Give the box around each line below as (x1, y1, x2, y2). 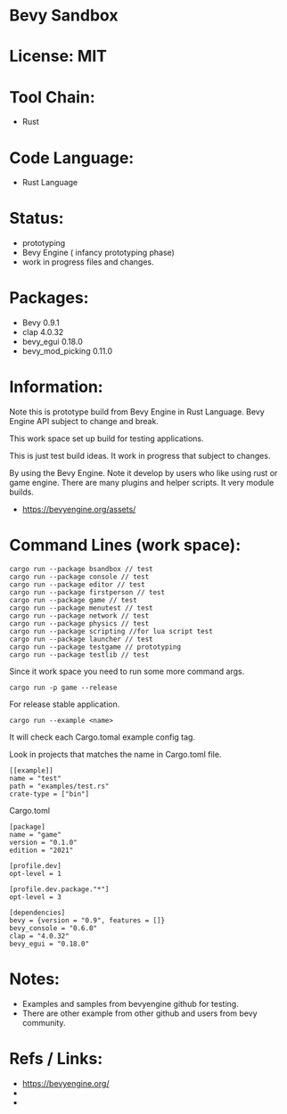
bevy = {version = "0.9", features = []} (9, 916, 166, 925)
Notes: (9, 969, 61, 989)
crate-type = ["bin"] (9, 790, 90, 799)
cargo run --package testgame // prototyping (9, 643, 181, 651)
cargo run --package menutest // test (9, 603, 153, 612)
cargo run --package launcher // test (9, 635, 153, 643)
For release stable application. (9, 699, 120, 709)
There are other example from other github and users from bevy (21, 1008, 258, 1019)
